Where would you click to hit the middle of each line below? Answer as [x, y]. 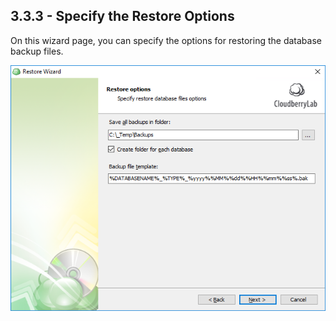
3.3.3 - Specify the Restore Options [122, 16]
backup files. [37, 51]
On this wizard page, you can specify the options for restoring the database [166, 40]
